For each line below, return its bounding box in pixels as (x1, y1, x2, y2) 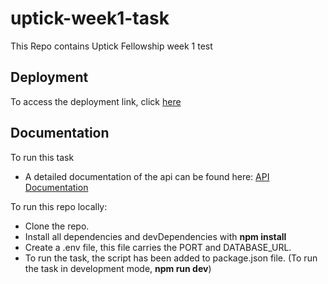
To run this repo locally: (10, 200, 108, 212)
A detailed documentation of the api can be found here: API (24, 170, 270, 182)
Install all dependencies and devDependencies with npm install (24, 230, 287, 242)
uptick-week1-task (10, 7, 170, 30)
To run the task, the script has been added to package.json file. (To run (24, 252, 318, 264)
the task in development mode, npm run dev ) (24, 262, 212, 274)
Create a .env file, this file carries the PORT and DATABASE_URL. (24, 241, 292, 253)
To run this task (10, 151, 75, 163)
